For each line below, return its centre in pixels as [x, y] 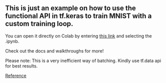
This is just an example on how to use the [70, 8]
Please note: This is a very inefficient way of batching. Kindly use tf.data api [83, 60]
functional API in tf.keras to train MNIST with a [78, 16]
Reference [16, 75]
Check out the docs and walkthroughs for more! [54, 51]
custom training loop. [39, 24]
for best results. [21, 66]
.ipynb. [12, 41]
